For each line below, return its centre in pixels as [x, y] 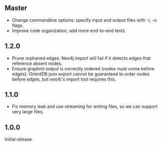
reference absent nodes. [37, 63]
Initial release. [19, 139]
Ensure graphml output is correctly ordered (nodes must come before [83, 68]
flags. [18, 25]
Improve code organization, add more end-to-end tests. [69, 30]
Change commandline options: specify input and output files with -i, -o [84, 20]
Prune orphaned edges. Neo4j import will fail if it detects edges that [81, 58]
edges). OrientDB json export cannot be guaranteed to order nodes [81, 74]
